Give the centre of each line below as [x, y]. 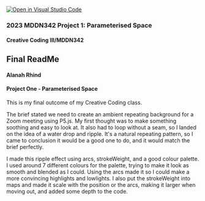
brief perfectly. [25, 146]
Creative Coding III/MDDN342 [45, 40]
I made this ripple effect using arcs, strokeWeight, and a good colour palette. [103, 159]
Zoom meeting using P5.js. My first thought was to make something [91, 121]
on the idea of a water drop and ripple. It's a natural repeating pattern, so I [100, 134]
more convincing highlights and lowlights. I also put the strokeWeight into [99, 178]
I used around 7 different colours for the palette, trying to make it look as [98, 165]
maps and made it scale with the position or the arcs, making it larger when [101, 184]
